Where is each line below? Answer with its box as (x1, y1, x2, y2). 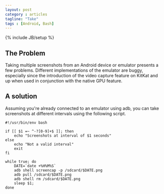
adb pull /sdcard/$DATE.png (14, 172, 72, 177)
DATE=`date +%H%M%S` (14, 163, 56, 168)
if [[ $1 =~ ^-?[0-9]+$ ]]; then (5, 129, 74, 134)
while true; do (5, 159, 37, 164)
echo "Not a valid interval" (14, 142, 74, 146)
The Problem (5, 49, 45, 57)
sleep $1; (14, 181, 35, 186)
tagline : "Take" (5, 16, 39, 21)
